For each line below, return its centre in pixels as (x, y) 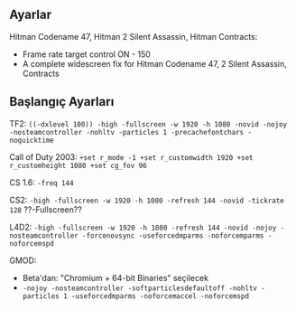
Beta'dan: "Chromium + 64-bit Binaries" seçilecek (116, 277)
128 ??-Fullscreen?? (46, 209)
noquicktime (32, 140)
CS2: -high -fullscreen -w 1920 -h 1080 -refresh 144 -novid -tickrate (147, 200)
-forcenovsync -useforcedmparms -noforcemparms (173, 235)
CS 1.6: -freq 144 (42, 182)
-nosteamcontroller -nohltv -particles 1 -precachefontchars (127, 132)
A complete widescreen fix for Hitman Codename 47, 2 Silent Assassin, (154, 63)
